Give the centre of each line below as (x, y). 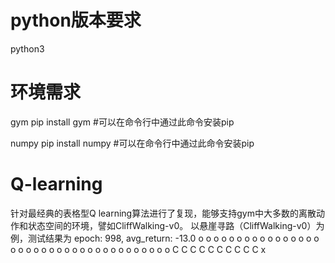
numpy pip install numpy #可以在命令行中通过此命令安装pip (132, 143)
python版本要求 (76, 20)
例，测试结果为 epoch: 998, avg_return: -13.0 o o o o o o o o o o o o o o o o (165, 238)
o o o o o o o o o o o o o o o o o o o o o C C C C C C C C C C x (138, 249)
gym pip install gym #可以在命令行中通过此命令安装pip (122, 122)
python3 (27, 48)
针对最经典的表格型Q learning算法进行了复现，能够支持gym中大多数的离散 (163, 213)
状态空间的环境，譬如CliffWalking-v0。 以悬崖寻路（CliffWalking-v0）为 (176, 225)
